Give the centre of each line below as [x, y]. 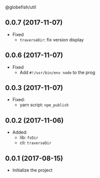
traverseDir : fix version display [52, 39]
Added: [20, 132]
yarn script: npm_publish [44, 105]
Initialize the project [32, 170]
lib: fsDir [29, 138]
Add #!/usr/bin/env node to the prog [57, 72]
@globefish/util [21, 7]
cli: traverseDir [36, 143]
